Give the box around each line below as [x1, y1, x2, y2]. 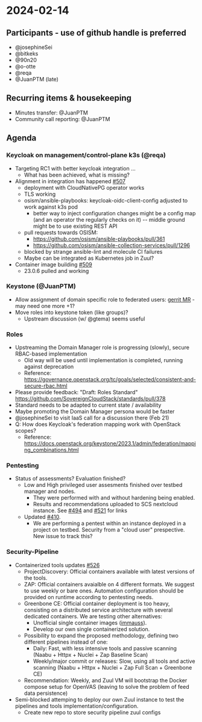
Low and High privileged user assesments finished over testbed [24, 482, 183, 489]
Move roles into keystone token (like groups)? [14, 309, 128, 316]
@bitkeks [14, 50, 39, 57]
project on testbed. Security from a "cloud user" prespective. [33, 526, 185, 533]
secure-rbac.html [24, 382, 68, 389]
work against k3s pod [24, 203, 78, 210]
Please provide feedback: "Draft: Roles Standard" [14, 389, 138, 396]
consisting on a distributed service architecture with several [24, 606, 173, 614]
